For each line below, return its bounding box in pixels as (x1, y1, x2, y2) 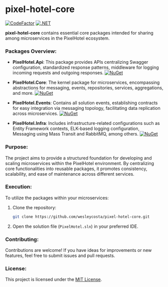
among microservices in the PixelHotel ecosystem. (5, 35, 110, 41)
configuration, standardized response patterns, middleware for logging (12, 64, 159, 71)
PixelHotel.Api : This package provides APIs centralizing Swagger (12, 59, 148, 65)
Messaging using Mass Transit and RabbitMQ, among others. (12, 131, 139, 137)
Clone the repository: (12, 204, 57, 210)
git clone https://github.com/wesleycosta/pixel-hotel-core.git (12, 214, 150, 219)
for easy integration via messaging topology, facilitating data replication (12, 105, 160, 111)
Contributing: (5, 236, 39, 243)
